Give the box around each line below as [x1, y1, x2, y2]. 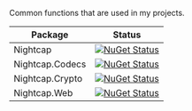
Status [112, 28, 142, 41]
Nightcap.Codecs [13, 58, 87, 70]
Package [30, 28, 69, 41]
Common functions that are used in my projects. [9, 8, 185, 18]
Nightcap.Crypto [13, 73, 83, 84]
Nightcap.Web [13, 87, 73, 99]
